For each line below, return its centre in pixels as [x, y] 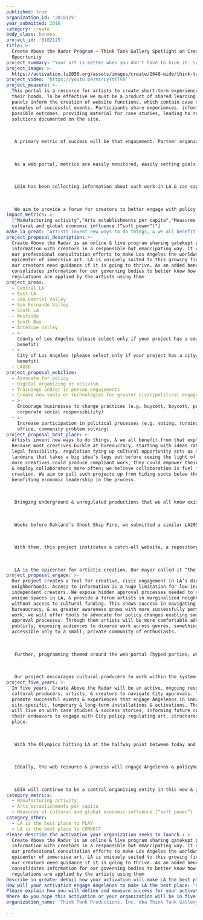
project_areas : [25, 282]
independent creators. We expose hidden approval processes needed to [102, 592]
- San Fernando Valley [40, 305]
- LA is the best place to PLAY [53, 823]
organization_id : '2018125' [42, 18]
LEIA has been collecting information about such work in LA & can [101, 187]
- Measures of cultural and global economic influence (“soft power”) [102, 812]
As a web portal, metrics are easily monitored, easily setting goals [105, 164]
